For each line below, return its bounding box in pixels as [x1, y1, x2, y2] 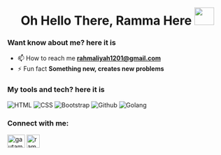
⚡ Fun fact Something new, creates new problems [17, 65, 164, 73]
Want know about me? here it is [7, 38, 117, 48]
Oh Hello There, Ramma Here [20, 13, 192, 29]
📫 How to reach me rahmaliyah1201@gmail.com [17, 54, 161, 62]
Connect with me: [7, 118, 69, 128]
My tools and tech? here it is [7, 85, 105, 95]
